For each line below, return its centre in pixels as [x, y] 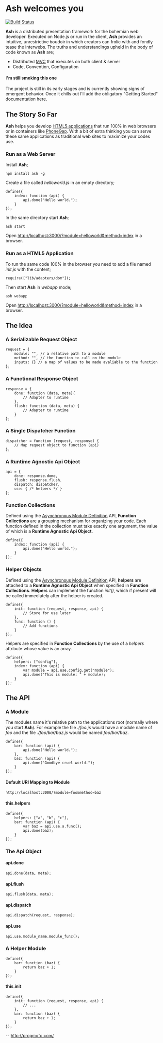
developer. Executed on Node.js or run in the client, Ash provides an [74, 37]
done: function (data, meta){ [45, 393]
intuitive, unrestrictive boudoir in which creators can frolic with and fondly [79, 41]
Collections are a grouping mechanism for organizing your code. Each [76, 521]
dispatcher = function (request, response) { [52, 441]
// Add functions [40, 626]
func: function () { [35, 622]
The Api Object [24, 851]
